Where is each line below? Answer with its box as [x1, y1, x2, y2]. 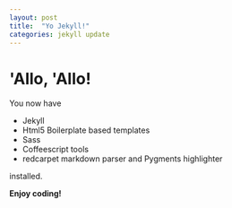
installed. [9, 171, 43, 182]
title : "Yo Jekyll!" [9, 22, 90, 30]
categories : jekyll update [9, 30, 110, 39]
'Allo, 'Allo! [9, 68, 91, 89]
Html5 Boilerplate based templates [21, 125, 150, 135]
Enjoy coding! [9, 188, 62, 199]
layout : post [9, 13, 58, 22]
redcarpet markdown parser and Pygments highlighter [21, 153, 223, 164]
